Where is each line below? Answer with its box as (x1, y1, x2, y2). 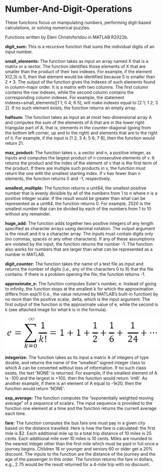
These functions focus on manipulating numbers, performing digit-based (5, 20, 151, 25)
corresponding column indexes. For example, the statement (5, 94, 125, 100)
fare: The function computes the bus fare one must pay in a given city (5, 420, 145, 426)
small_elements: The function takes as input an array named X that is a (5, 58, 148, 64)
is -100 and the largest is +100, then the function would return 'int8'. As (5, 375, 147, 381)
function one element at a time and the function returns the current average (5, 405, 157, 411)
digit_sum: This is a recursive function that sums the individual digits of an (5, 43, 155, 49)
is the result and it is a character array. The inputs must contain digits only (5, 231, 153, 236)
